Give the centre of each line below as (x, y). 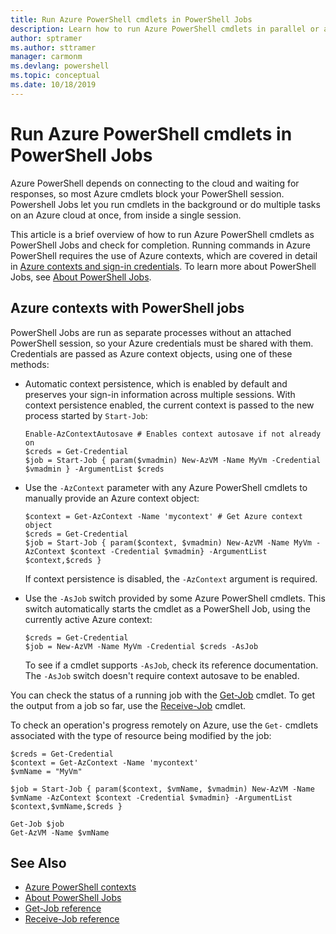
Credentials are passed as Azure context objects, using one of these (151, 353)
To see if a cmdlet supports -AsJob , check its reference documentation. (171, 665)
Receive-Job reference (72, 919)
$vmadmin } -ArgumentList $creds (94, 469)
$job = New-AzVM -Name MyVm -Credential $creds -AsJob (141, 646)
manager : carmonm (46, 57)
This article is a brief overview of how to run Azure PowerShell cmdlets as (162, 234)
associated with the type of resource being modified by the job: (141, 735)
